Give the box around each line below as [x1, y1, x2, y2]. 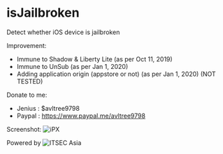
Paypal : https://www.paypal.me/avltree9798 [16, 111, 146, 120]
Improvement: [6, 41, 47, 49]
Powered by [6, 138, 41, 147]
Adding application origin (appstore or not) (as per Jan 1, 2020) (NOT [16, 70, 216, 78]
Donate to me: [6, 91, 48, 99]
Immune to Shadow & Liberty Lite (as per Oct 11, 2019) [16, 54, 173, 63]
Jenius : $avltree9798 [16, 104, 80, 112]
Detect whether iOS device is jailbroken [6, 28, 120, 36]
